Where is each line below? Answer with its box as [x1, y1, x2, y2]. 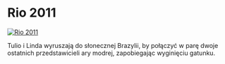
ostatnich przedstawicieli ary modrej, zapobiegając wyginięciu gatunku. [7, 49, 216, 57]
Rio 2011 [7, 5, 56, 21]
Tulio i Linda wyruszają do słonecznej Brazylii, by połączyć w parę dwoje [7, 41, 219, 49]
